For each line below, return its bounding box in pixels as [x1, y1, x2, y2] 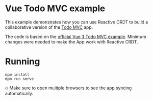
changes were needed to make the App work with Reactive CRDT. [5, 39, 138, 44]
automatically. [5, 90, 33, 96]
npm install [5, 72, 29, 77]
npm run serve [5, 76, 34, 81]
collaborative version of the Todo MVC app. [5, 24, 93, 30]
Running [5, 56, 40, 67]
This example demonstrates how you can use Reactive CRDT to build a [5, 19, 148, 25]
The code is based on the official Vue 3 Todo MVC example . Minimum [5, 34, 146, 40]
